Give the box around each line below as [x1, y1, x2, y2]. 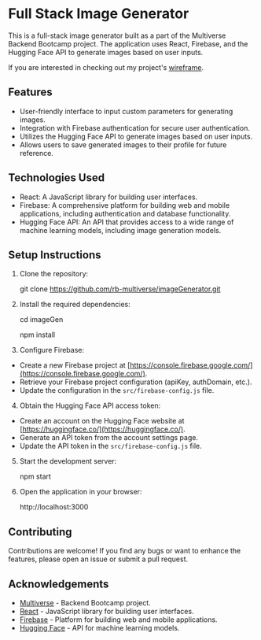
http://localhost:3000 [19, 502, 89, 512]
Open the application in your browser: [19, 487, 142, 497]
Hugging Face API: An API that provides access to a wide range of [19, 217, 234, 227]
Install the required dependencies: [19, 300, 131, 309]
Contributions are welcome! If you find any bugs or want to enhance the [8, 546, 241, 556]
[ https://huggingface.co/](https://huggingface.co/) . [19, 424, 186, 434]
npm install [19, 330, 56, 339]
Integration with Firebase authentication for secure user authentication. [19, 123, 250, 132]
